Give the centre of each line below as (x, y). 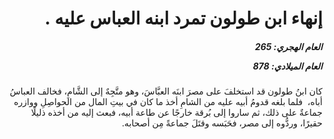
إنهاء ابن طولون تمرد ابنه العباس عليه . (183, 18)
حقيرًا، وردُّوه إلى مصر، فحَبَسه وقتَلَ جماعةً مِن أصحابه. (222, 123)
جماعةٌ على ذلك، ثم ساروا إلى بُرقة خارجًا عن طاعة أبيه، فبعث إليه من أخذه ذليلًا (176, 113)
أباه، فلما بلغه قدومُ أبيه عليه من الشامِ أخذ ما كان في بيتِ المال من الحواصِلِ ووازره (168, 102)
